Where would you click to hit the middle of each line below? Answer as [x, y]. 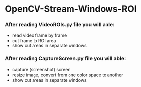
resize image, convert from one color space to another [68, 75]
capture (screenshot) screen [41, 69]
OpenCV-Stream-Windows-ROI [71, 9]
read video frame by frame [39, 35]
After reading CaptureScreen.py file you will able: [66, 59]
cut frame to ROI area [34, 41]
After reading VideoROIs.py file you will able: [60, 25]
